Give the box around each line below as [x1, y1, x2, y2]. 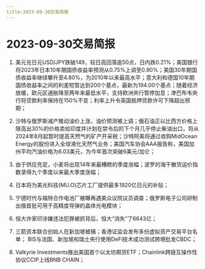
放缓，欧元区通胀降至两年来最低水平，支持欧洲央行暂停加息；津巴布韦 [15, 89, 193, 96]
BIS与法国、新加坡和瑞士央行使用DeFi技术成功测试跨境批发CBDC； [27, 235, 197, 243]
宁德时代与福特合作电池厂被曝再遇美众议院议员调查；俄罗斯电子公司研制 [15, 194, 198, 201]
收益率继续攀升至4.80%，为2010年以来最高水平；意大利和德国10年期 [20, 74, 195, 81]
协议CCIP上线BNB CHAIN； [15, 256, 85, 263]
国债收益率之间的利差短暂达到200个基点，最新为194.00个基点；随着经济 [15, 81, 198, 88]
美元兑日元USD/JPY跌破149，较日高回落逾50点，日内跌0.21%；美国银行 [15, 59, 198, 66]
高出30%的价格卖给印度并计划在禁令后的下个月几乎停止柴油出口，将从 [20, 124, 199, 132]
